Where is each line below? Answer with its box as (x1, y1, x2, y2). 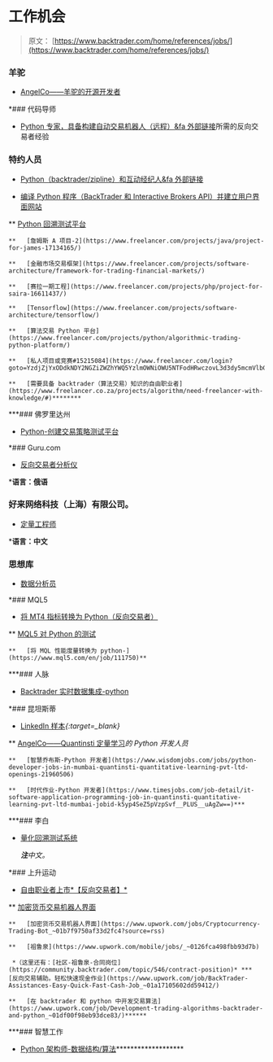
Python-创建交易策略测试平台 (19, 426, 119, 436)
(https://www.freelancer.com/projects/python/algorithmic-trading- (8, 334, 242, 342)
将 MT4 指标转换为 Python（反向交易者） (19, 612, 158, 622)
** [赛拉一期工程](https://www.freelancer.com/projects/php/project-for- (8, 282, 263, 291)
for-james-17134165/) (8, 243, 82, 252)
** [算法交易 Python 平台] (8, 326, 100, 334)
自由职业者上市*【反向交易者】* (19, 885, 128, 895)
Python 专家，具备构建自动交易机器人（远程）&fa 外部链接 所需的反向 (19, 121, 252, 131)
